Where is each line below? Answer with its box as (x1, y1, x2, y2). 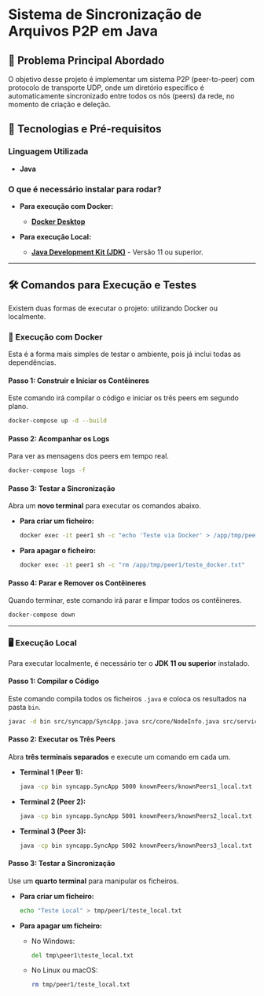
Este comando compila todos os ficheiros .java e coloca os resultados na (8, 693, 247, 703)
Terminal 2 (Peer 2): (19, 797, 86, 806)
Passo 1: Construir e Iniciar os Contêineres (8, 376, 149, 385)
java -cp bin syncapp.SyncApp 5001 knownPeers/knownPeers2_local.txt (19, 812, 253, 820)
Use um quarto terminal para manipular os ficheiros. (8, 876, 179, 886)
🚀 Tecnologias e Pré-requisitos (8, 122, 162, 136)
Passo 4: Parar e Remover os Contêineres (8, 578, 147, 588)
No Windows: (31, 936, 75, 946)
